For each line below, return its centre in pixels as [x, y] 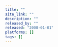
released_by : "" [22, 23]
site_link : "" [20, 14]
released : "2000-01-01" [29, 28]
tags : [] [14, 37]
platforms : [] [20, 32]
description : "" [22, 19]
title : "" [15, 10]
